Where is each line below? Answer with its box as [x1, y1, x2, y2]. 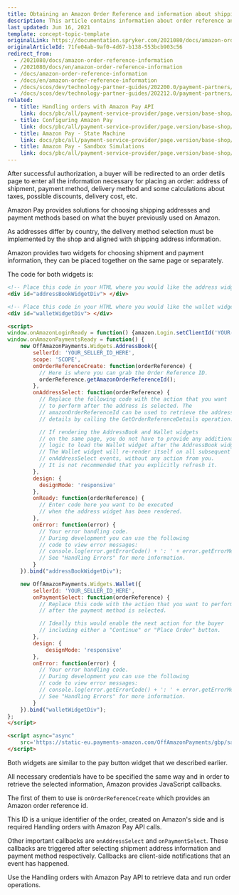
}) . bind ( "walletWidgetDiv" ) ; [20, 706, 107, 713]
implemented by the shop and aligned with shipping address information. [7, 235, 222, 243]
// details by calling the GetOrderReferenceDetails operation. [38, 415, 234, 423]
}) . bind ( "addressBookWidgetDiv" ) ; [20, 568, 122, 575]
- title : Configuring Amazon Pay [14, 116, 113, 123]
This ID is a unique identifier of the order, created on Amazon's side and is [7, 814, 225, 824]
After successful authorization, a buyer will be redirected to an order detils [7, 169, 225, 178]
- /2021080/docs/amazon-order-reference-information [14, 57, 174, 64]
